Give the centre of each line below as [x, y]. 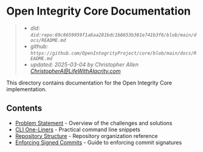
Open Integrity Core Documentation [99, 11]
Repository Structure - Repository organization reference [86, 136]
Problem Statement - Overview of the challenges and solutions [94, 123]
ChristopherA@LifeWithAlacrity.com [75, 71]
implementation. [26, 89]
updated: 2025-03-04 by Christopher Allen [84, 64]
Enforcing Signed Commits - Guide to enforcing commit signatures [98, 142]
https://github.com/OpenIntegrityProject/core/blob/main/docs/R [113, 53]
